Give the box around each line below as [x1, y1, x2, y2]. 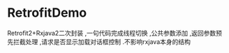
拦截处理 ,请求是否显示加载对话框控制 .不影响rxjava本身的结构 [13, 37, 191, 46]
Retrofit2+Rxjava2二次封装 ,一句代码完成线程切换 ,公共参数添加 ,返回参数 [7, 29, 216, 37]
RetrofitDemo [7, 5, 87, 21]
